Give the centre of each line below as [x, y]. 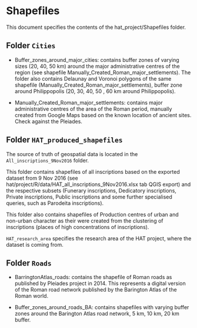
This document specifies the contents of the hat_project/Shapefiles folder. [96, 27]
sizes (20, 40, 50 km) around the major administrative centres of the [97, 66]
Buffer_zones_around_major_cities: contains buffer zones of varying [97, 59]
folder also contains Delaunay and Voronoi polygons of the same [93, 78]
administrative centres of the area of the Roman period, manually [93, 109]
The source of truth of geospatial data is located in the [72, 154]
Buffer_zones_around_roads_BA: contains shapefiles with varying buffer [102, 307]
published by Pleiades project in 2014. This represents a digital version [100, 283]
